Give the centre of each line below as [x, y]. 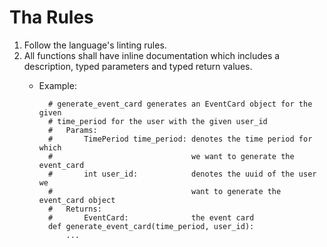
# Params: [72, 130]
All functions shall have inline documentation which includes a [152, 55]
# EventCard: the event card [151, 217]
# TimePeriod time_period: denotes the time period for [180, 139]
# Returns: [74, 209]
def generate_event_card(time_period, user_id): [151, 226]
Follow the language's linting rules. [95, 45]
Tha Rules [51, 17]
